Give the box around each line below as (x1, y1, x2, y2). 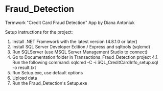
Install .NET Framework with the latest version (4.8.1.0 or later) (12, 38, 138, 45)
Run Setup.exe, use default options (12, 69, 83, 75)
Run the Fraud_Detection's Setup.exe (12, 80, 87, 86)
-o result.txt (12, 65, 36, 70)
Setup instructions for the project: (5, 29, 73, 35)
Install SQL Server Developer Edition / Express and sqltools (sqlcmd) (12, 44, 151, 49)
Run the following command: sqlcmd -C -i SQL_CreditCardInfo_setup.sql (12, 59, 158, 65)
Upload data (12, 75, 38, 81)
